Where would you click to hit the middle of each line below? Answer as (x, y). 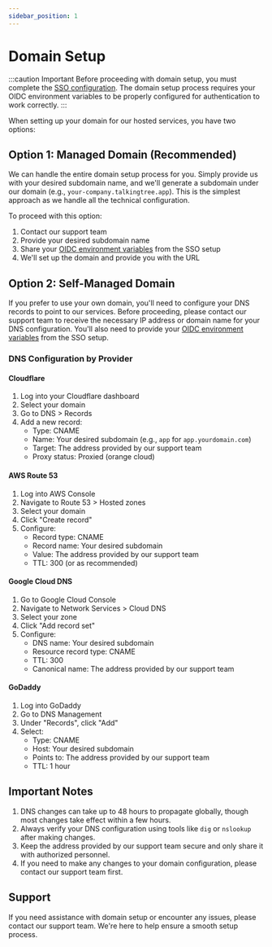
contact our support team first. (71, 871)
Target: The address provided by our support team (117, 448)
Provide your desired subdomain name (85, 240)
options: (22, 129)
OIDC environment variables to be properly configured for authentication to (134, 96)
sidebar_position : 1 (43, 16)
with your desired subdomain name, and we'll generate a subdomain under (134, 183)
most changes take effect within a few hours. (95, 820)
